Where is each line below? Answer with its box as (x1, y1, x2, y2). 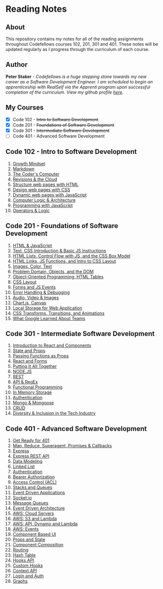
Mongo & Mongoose (12, 400, 54, 406)
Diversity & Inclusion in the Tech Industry (12, 410, 96, 416)
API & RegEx (12, 379, 38, 385)
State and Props (12, 348, 46, 354)
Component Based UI (12, 531, 56, 538)
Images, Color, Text (12, 263, 52, 269)
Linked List (12, 463, 35, 469)
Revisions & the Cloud (12, 176, 57, 182)
